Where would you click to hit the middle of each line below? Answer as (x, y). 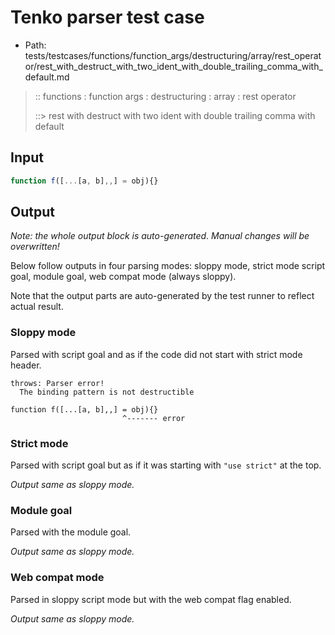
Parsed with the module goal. (71, 532)
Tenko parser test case (107, 17)
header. (26, 365)
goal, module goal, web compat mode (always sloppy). (123, 277)
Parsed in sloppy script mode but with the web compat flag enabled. (151, 599)
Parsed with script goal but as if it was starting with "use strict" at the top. (166, 465)
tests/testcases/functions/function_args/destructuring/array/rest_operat (173, 55)
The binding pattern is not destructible (107, 392)
